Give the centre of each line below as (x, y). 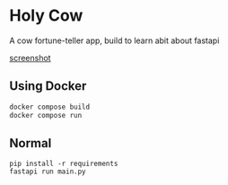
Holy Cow (46, 16)
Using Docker (48, 86)
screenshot (30, 57)
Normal (31, 143)
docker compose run (46, 115)
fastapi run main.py (48, 172)
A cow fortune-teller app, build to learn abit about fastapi (114, 40)
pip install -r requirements (64, 164)
